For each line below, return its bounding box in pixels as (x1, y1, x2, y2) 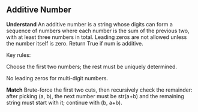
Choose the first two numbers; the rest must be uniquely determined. (6, 63, 178, 70)
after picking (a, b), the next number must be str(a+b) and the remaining (6, 92, 184, 99)
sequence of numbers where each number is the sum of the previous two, (6, 27, 190, 34)
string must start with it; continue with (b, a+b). (6, 99, 122, 106)
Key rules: (6, 51, 31, 59)
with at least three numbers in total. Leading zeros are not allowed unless (6, 33, 187, 41)
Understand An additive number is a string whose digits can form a (6, 20, 173, 28)
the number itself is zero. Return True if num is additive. (6, 40, 143, 47)
